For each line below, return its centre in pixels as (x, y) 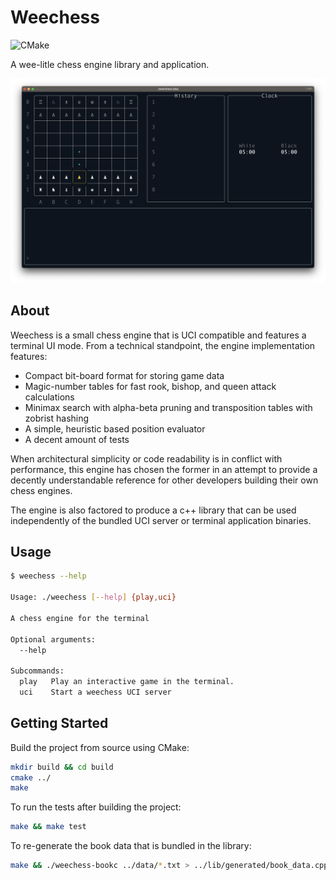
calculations (49, 397)
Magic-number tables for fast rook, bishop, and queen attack (150, 386)
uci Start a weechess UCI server (95, 692)
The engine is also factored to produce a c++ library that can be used (153, 510)
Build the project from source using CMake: (100, 747)
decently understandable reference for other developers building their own (164, 480)
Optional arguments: (53, 639)
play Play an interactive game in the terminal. (127, 682)
